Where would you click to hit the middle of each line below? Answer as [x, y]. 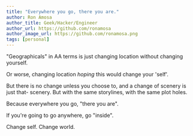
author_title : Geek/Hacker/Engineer [52, 23]
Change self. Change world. [41, 127]
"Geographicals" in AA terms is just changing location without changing [95, 56]
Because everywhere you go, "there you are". [62, 104]
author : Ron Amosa [29, 17]
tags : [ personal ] [28, 39]
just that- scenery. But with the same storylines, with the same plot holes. [97, 92]
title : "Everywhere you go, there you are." [63, 12]
